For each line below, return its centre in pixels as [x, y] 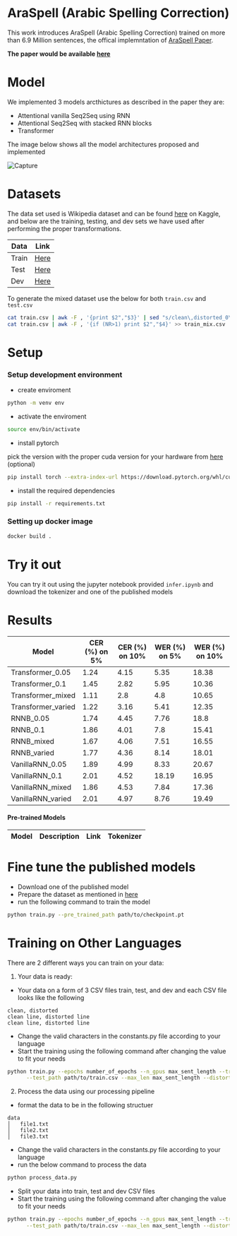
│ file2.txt [28, 1131]
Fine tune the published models [102, 867]
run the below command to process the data [82, 1165]
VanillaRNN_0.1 [37, 775]
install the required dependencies [66, 490]
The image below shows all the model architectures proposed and [103, 144]
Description [59, 836]
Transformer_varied [43, 707]
